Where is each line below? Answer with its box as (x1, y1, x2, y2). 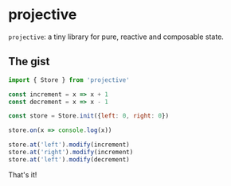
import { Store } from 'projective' (8, 76, 130, 84)
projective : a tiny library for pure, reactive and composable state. (8, 32, 225, 41)
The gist (8, 55, 50, 68)
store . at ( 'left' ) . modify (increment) (8, 141, 130, 149)
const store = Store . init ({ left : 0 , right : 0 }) (8, 112, 170, 120)
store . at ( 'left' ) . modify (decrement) (8, 155, 130, 164)
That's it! (8, 169, 37, 180)
